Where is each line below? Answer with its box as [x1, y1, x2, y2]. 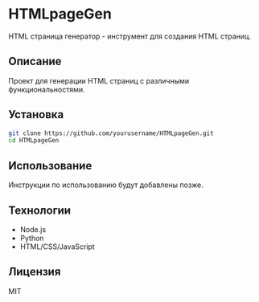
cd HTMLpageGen [8, 137, 60, 145]
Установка [8, 108, 64, 121]
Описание [8, 55, 62, 68]
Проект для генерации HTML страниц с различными [8, 75, 190, 85]
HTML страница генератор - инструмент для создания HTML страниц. [8, 31, 252, 41]
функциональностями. [8, 84, 86, 94]
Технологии [8, 203, 71, 217]
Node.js [19, 224, 47, 234]
